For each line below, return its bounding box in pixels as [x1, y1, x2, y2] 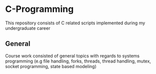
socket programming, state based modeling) [5, 63, 96, 69]
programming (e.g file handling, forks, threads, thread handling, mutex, [5, 58, 151, 64]
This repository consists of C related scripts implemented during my [5, 20, 145, 26]
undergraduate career [5, 25, 50, 31]
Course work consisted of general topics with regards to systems [5, 53, 140, 59]
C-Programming [5, 3, 74, 15]
